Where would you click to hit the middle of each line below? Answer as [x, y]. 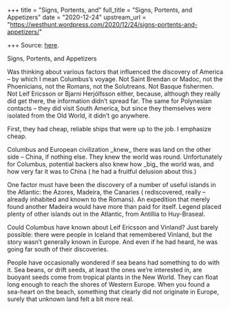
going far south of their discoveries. [58, 249]
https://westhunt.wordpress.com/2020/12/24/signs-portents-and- [104, 24]
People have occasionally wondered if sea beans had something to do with [114, 263]
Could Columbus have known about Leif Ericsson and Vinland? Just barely [113, 227]
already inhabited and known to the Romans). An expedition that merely [108, 199]
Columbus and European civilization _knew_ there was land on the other [109, 150]
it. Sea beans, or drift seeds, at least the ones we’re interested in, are [105, 270]
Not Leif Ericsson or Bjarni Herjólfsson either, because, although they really [114, 93]
